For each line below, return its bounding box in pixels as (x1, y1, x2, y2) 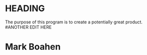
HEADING (5, 3, 45, 14)
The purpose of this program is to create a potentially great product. (5, 19, 143, 25)
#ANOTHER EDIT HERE (5, 24, 52, 30)
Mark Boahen (5, 41, 61, 53)
